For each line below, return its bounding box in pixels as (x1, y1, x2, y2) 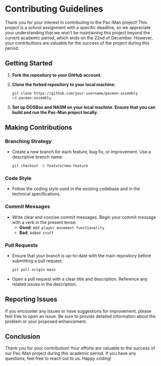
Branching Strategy (5, 138, 52, 144)
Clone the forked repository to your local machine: (12, 81, 116, 87)
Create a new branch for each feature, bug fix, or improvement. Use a (12, 149, 151, 155)
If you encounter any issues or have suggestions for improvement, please (5, 308, 151, 314)
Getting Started (5, 59, 53, 67)
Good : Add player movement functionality (19, 224, 105, 230)
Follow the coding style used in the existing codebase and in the (12, 186, 140, 192)
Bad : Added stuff (19, 229, 54, 236)
